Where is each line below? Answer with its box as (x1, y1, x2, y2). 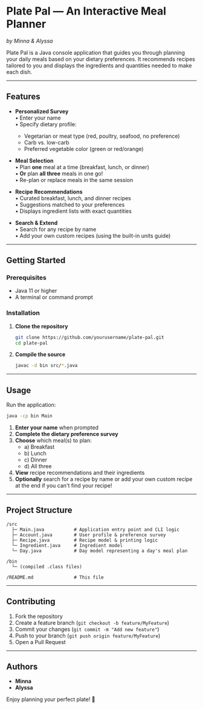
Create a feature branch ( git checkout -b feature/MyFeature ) (14, 619, 170, 626)
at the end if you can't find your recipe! (14, 482, 112, 489)
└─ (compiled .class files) (11, 563, 83, 570)
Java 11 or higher (14, 287, 57, 295)
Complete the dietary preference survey (14, 431, 119, 438)
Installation (6, 309, 40, 317)
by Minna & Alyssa (6, 37, 53, 44)
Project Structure (6, 505, 72, 516)
